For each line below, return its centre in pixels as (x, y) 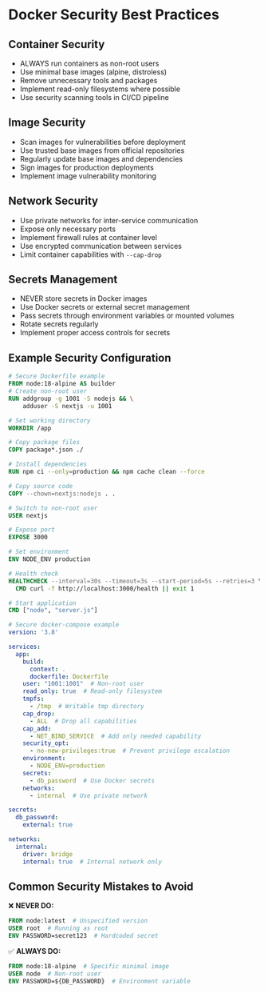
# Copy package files (44, 442)
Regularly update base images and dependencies (101, 158)
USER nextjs (28, 515)
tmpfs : (33, 699)
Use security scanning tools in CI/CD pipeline (94, 97)
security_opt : (46, 743)
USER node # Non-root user (55, 974)
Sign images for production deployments (87, 167)
